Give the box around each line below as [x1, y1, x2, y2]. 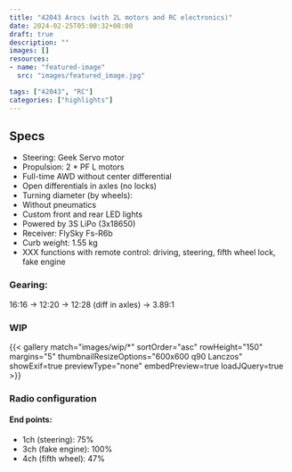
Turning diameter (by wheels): [21, 190, 134, 201]
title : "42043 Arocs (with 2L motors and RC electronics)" [9, 12, 233, 22]
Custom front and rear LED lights [21, 209, 143, 219]
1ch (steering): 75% [21, 435, 94, 445]
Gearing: [9, 278, 48, 291]
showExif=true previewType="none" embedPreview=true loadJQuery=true [9, 360, 284, 371]
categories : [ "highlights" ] [9, 95, 114, 104]
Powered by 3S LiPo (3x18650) [21, 219, 136, 229]
